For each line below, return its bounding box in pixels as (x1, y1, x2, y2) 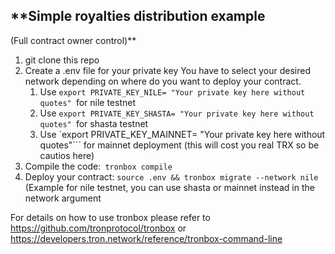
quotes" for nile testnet (39, 96, 136, 108)
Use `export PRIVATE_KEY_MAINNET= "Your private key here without (39, 128, 326, 140)
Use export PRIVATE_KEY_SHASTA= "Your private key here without (39, 107, 315, 119)
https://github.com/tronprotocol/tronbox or (10, 222, 187, 234)
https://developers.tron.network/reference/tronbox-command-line (10, 232, 283, 244)
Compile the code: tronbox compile (24, 160, 173, 172)
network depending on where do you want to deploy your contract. (24, 75, 302, 87)
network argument (24, 192, 102, 204)
